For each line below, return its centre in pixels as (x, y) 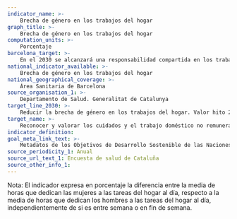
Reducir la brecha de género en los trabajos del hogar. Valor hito (123, 112)
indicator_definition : (41, 132)
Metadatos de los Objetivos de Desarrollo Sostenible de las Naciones (126, 146)
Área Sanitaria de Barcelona (63, 86)
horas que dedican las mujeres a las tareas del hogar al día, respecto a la (114, 192)
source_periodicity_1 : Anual (50, 152)
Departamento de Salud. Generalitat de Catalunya (95, 100)
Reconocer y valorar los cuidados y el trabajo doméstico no (111, 125)
